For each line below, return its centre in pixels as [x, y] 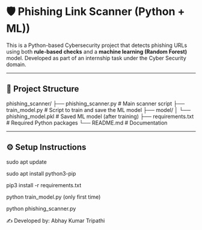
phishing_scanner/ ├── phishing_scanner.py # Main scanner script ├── [96, 104]
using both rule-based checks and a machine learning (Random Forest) [97, 51]
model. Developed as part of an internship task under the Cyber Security [96, 58]
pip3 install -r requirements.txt [44, 185]
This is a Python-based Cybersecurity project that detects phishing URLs [97, 45]
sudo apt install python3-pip [41, 173]
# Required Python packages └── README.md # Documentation [87, 123]
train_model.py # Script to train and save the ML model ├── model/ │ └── [99, 110]
